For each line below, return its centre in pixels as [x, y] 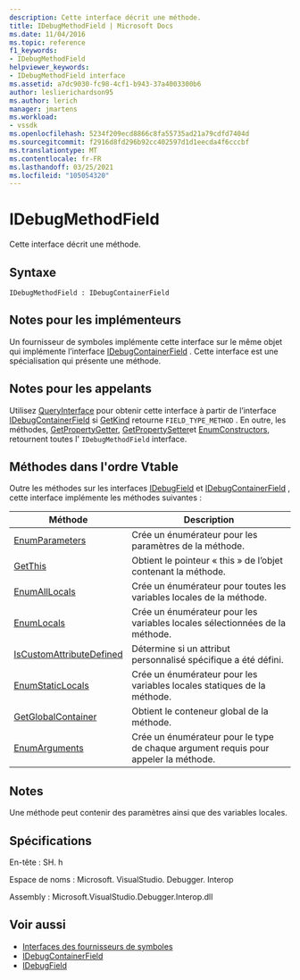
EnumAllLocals [45, 592]
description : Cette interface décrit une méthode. [105, 17]
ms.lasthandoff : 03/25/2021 [62, 167]
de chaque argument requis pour [200, 749]
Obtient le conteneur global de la [200, 711]
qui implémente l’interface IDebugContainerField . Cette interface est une [144, 351]
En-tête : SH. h [36, 862]
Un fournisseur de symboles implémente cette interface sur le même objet [146, 341]
